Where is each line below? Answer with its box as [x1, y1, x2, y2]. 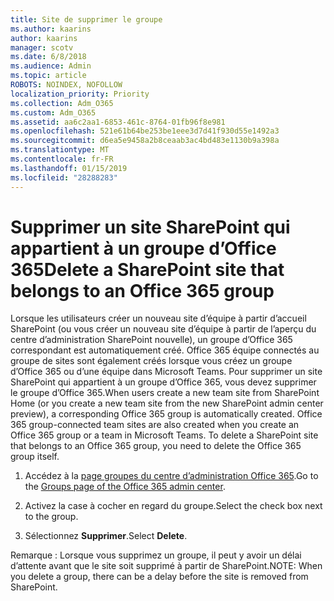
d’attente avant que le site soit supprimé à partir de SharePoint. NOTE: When [10, 560, 323, 572]
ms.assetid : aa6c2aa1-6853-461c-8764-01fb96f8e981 [10, 117, 226, 127]
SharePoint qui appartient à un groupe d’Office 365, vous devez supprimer [10, 376, 317, 388]
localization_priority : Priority [10, 89, 150, 99]
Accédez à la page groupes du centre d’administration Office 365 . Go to [24, 470, 319, 482]
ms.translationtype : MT [10, 145, 110, 155]
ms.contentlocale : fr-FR [10, 154, 114, 164]
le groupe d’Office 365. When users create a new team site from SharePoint [10, 387, 320, 399]
